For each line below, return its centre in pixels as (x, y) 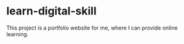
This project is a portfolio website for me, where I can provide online (92, 28)
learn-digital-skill (51, 11)
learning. (17, 34)
